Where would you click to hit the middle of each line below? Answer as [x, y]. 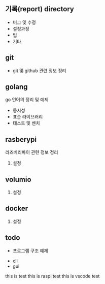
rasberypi [21, 139]
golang [16, 87]
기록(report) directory [40, 9]
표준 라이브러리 [28, 117]
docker [17, 209]
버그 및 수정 [24, 22]
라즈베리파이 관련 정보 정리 [32, 152]
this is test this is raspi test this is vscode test [52, 276]
